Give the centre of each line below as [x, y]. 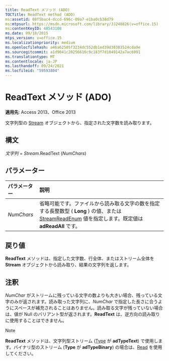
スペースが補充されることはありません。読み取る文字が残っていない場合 [89, 308]
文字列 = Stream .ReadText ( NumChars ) [46, 153]
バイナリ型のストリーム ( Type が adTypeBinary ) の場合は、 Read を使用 [88, 347]
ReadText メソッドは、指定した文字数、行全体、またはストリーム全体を [80, 259]
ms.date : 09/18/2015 [27, 33]
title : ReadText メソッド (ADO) [38, 10]
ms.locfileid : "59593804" [32, 71]
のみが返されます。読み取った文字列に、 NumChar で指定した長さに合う [84, 302]
